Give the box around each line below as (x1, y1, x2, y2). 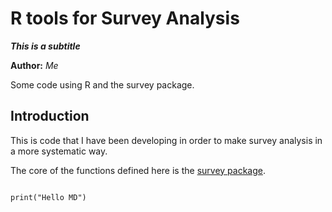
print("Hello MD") (10, 192, 87, 202)
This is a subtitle (10, 40, 81, 52)
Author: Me (10, 59, 59, 71)
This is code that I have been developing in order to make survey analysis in (10, 134, 323, 146)
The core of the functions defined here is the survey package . (10, 164, 266, 176)
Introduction (10, 108, 90, 125)
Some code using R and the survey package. (10, 78, 195, 91)
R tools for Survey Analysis (10, 7, 240, 30)
